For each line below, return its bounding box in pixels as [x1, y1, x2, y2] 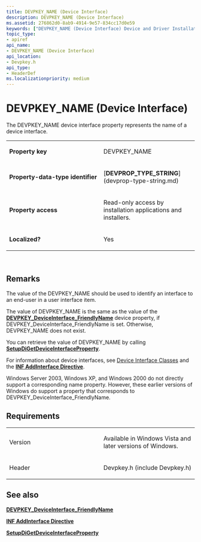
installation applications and [103, 206, 182, 214]
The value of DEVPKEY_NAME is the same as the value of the [6, 307, 158, 315]
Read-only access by [103, 199, 165, 207]
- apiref [6, 37, 28, 43]
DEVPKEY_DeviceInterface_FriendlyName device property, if [6, 314, 160, 321]
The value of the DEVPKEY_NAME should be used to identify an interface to [6, 289, 193, 297]
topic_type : [6, 31, 36, 37]
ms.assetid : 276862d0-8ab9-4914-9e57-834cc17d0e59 [6, 20, 135, 26]
